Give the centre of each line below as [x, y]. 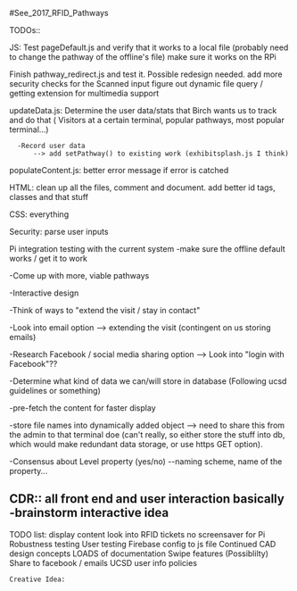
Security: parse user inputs [59, 232]
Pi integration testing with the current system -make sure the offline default [147, 249]
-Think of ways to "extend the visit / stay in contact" [105, 310]
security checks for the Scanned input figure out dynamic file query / [136, 83]
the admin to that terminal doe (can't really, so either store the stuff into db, [147, 435]
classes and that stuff [49, 197]
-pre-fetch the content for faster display [82, 408]
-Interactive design [44, 293]
